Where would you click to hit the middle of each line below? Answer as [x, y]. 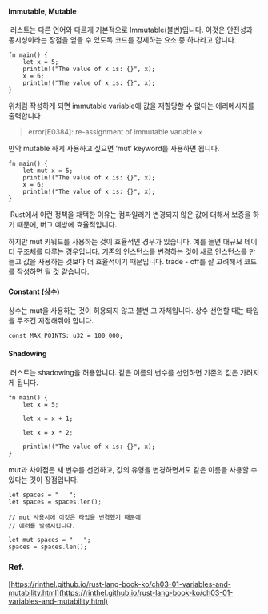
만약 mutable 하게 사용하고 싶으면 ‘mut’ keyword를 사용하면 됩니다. [114, 149]
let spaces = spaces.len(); [55, 502]
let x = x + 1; [48, 419]
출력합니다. [26, 116]
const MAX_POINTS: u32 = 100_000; [66, 336]
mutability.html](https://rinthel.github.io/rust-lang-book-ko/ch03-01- [121, 592]
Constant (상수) [34, 291]
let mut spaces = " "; [50, 540]
